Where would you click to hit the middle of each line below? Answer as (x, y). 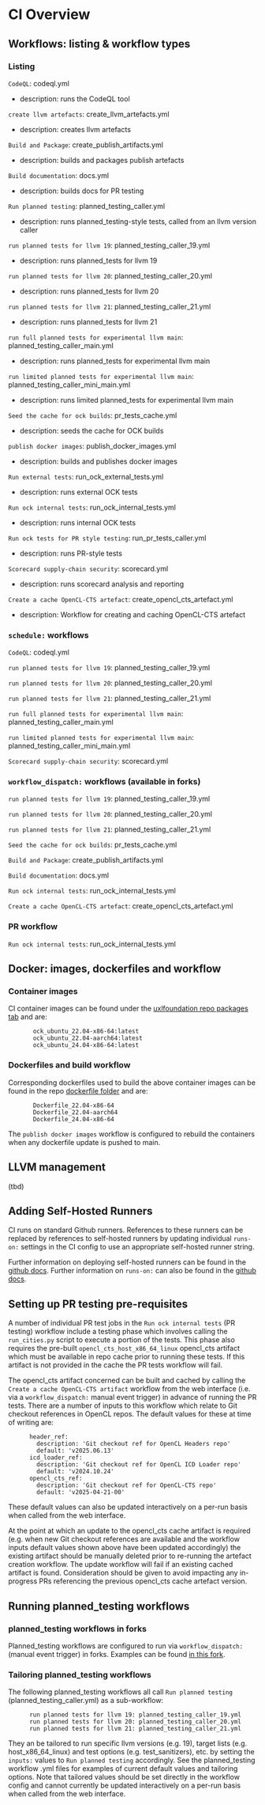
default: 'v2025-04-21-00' (81, 1492)
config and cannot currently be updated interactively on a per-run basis (125, 1785)
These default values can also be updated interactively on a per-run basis (128, 1507)
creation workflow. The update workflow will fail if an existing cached (121, 1564)
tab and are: (28, 1017)
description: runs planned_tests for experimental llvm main (115, 361)
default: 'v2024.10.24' (75, 1472)
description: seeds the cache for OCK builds (91, 430)
